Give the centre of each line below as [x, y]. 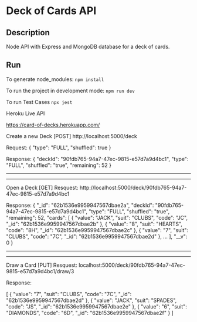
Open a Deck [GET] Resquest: [42, 187]
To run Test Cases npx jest [39, 102]
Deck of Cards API [51, 11]
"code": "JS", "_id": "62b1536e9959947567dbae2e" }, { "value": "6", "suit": [97, 306]
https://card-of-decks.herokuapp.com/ [53, 125]
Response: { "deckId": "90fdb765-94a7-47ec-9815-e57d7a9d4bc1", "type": [97, 159]
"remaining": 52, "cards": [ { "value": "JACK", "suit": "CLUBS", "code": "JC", [97, 217]
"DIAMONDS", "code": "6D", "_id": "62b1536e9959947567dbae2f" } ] [90, 313]
